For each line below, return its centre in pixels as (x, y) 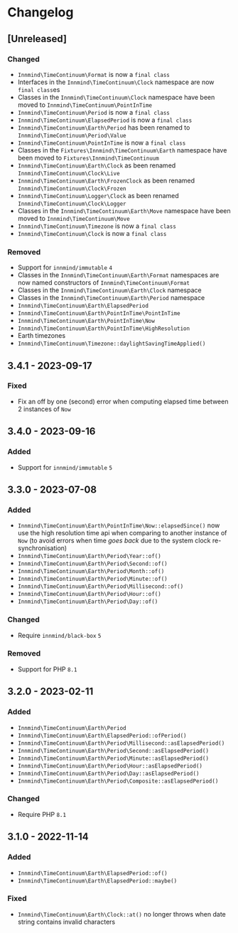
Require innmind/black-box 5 (59, 635)
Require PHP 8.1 (42, 814)
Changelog (40, 12)
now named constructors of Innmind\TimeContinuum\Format (104, 283)
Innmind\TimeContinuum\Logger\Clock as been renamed (98, 195)
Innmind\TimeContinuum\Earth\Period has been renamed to (104, 127)
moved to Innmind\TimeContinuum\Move (74, 218)
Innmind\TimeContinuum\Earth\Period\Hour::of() (89, 594)
